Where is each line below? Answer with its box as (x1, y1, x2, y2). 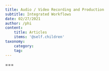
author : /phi (5, 21, 32, 26)
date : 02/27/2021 (5, 16, 41, 21)
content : (5, 25, 23, 30)
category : (14, 44, 34, 48)
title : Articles (14, 30, 48, 35)
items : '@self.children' (14, 35, 65, 40)
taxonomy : (5, 39, 26, 44)
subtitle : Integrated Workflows (5, 12, 71, 17)
